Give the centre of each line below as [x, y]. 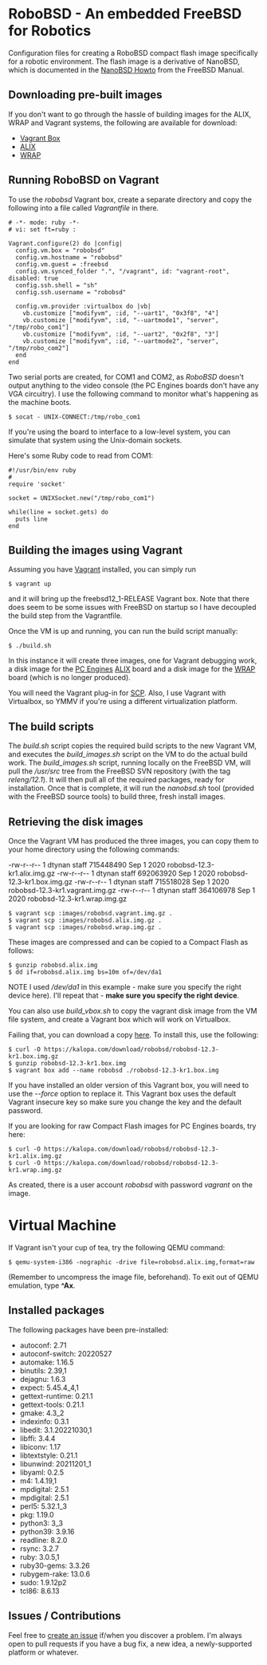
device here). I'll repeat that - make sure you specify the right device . [124, 995]
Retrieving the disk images [76, 822]
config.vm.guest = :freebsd [62, 264]
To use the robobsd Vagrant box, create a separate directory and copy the [130, 199]
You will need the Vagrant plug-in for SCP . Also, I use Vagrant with [117, 693]
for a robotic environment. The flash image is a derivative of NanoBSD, [124, 61]
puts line [31, 519]
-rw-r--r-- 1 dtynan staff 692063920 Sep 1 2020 [136, 873]
